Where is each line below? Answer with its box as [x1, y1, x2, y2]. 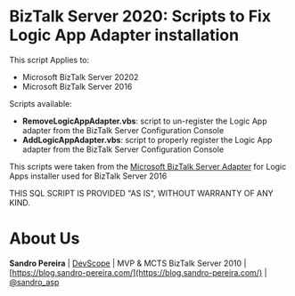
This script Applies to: [9, 54, 90, 65]
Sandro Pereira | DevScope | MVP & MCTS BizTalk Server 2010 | [9, 258, 247, 268]
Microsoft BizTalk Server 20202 [21, 71, 139, 82]
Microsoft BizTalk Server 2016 [21, 81, 133, 92]
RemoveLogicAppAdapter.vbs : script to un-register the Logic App [21, 116, 267, 126]
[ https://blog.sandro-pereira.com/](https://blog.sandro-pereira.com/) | [9, 267, 267, 277]
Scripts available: [9, 98, 73, 108]
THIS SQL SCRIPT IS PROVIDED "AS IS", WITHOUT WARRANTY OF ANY [9, 188, 274, 198]
